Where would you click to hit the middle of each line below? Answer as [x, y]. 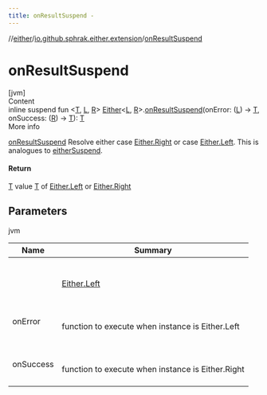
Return [20, 169]
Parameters [38, 211]
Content [22, 101]
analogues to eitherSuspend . [56, 150]
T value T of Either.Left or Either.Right [70, 186]
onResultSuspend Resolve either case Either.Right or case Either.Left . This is [133, 142]
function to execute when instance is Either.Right [153, 369]
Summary [153, 250]
